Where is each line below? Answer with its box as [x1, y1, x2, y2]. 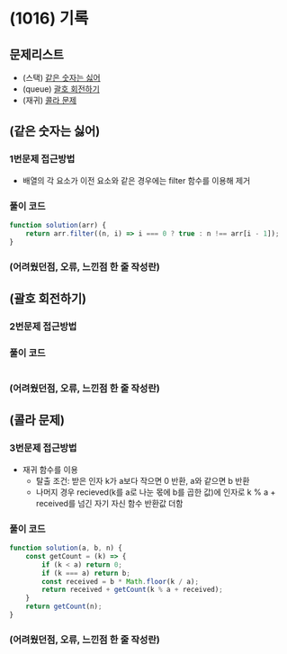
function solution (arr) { [9, 220, 106, 229]
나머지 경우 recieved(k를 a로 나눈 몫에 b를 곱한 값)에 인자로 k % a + [35, 487, 276, 497]
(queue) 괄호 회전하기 [22, 84, 101, 94]
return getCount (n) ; [25, 602, 103, 612]
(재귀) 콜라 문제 [22, 95, 77, 105]
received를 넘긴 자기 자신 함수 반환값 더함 [35, 497, 184, 508]
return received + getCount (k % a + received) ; [41, 586, 223, 595]
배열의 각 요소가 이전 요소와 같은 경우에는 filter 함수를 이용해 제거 [22, 175, 251, 185]
